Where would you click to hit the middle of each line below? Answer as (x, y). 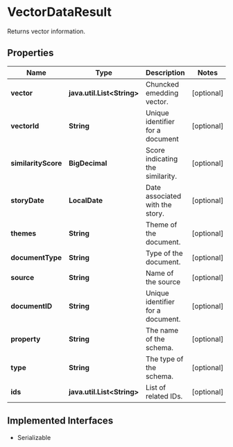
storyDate (27, 200)
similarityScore (36, 163)
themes (24, 233)
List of (156, 387)
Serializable (34, 437)
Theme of (161, 225)
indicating (162, 159)
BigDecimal (88, 163)
